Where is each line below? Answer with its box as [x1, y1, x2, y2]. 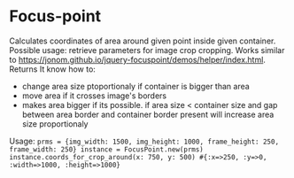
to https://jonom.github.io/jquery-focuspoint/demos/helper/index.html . [9, 54, 266, 65]
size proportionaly [21, 118, 89, 129]
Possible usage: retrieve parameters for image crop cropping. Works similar [9, 44, 285, 55]
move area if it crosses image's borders [21, 90, 166, 101]
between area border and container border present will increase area [21, 109, 275, 120]
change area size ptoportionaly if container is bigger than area [21, 81, 250, 91]
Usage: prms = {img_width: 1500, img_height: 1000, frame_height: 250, [9, 135, 280, 146]
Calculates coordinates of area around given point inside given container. [9, 35, 276, 46]
